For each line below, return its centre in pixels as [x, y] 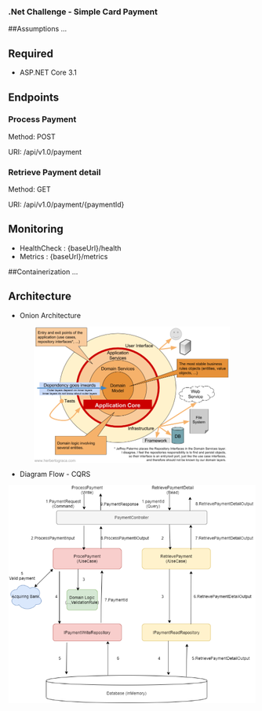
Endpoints [34, 97]
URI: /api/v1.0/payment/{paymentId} [66, 205]
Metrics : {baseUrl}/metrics [64, 256]
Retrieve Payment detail [55, 172]
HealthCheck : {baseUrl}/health [70, 248]
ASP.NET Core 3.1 [48, 72]
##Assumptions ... [38, 29]
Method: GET [29, 189]
